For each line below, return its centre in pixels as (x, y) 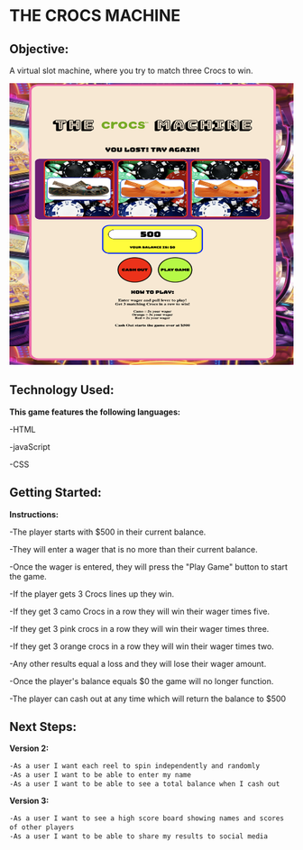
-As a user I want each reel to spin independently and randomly (134, 766)
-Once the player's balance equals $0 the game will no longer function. (142, 681)
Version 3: (29, 801)
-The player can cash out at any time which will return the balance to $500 (148, 699)
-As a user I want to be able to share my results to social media (139, 836)
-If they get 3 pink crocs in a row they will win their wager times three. (139, 628)
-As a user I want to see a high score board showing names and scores (147, 818)
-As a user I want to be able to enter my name (101, 775)
